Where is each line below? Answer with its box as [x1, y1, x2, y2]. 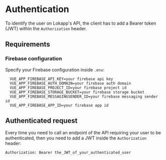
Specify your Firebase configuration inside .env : [5, 66, 105, 72]
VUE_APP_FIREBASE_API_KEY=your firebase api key [10, 76, 113, 82]
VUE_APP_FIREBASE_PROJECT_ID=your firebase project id [10, 85, 127, 90]
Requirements [5, 40, 50, 49]
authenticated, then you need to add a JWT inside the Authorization [5, 135, 147, 141]
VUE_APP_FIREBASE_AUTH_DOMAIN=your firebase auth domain [10, 81, 131, 86]
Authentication [5, 4, 69, 15]
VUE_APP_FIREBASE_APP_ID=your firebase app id [10, 103, 109, 108]
